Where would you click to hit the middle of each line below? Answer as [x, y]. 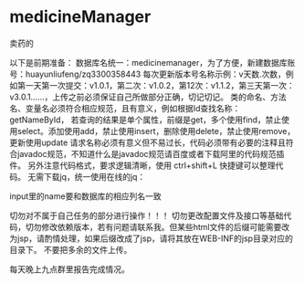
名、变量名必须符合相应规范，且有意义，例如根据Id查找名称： [125, 108]
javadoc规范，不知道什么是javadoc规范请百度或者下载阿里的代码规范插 [151, 153]
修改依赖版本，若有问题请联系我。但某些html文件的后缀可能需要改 [165, 226]
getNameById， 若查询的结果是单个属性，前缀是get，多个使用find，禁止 [146, 120]
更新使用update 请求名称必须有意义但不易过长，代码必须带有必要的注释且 [147, 142]
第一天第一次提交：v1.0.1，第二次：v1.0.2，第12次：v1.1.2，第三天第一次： [156, 85]
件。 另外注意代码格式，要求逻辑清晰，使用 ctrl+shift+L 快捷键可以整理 [142, 165]
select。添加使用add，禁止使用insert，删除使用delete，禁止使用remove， [156, 131]
